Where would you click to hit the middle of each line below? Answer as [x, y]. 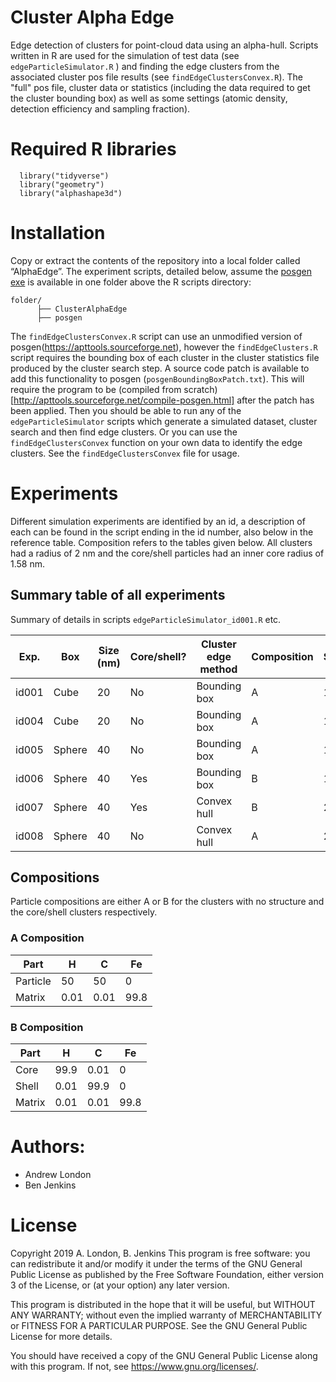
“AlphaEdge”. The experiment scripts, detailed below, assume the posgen [161, 271]
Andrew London [58, 1174]
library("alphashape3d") [71, 193]
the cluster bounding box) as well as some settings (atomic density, [149, 98]
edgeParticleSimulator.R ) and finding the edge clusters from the [145, 66]
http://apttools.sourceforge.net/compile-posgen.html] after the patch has [164, 400]
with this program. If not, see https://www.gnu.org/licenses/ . [134, 1366]
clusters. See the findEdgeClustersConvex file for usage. [125, 453]
